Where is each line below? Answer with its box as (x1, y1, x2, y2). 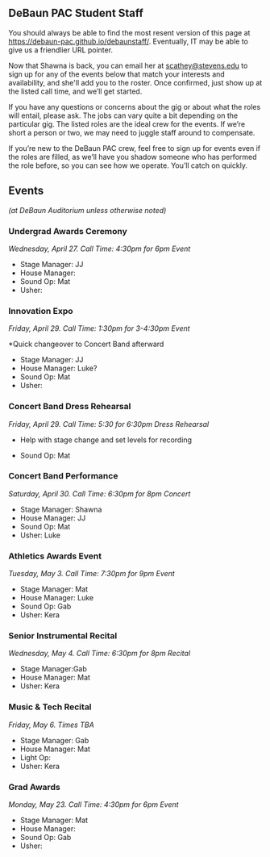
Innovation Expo (8, 305, 74, 316)
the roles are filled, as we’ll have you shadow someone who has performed (8, 152, 257, 161)
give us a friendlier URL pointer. (8, 44, 114, 55)
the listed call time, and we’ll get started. (8, 86, 143, 96)
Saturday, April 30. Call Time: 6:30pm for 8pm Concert (8, 488, 191, 499)
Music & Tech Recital (8, 701, 92, 713)
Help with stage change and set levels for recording (19, 435, 192, 445)
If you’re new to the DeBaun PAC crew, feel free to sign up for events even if (8, 143, 261, 153)
